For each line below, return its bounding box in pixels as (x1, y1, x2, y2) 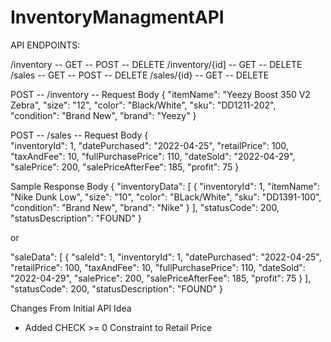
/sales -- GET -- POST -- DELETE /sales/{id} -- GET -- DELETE (10, 69, 270, 81)
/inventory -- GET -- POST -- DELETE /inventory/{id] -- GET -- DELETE (10, 58, 303, 70)
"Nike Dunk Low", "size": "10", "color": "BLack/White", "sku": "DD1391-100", (10, 191, 322, 203)
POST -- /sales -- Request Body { (10, 129, 149, 141)
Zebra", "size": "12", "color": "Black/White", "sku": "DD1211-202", (10, 99, 277, 111)
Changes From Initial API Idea (10, 302, 132, 314)
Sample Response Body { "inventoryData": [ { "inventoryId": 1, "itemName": (10, 180, 321, 192)
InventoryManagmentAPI (10, 6, 225, 29)
